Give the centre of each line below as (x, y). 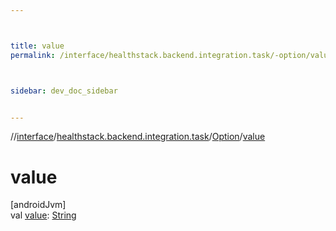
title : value (37, 46)
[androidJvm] (38, 205)
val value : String (43, 215)
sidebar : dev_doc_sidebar (64, 91)
